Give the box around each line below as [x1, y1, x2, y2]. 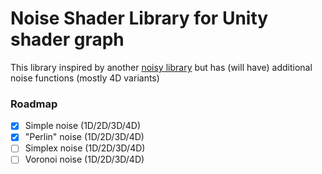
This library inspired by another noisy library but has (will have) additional [10, 61, 313, 73]
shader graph [10, 28, 125, 51]
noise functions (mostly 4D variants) [10, 72, 160, 84]
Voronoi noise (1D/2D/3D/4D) [24, 153, 145, 166]
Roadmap [10, 97, 58, 111]
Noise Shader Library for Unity [10, 7, 269, 30]
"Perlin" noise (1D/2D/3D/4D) [24, 131, 145, 143]
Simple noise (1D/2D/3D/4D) [24, 120, 142, 132]
